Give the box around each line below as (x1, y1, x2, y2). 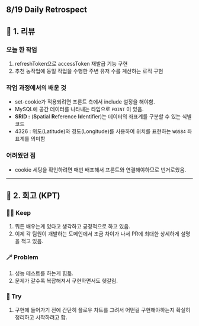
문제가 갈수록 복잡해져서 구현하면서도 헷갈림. (14, 277, 118, 284)
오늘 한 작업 (6, 46, 37, 54)
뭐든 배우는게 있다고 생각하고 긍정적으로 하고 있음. (14, 223, 130, 230)
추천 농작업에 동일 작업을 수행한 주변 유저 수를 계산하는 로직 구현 (14, 67, 163, 75)
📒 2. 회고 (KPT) (6, 191, 60, 201)
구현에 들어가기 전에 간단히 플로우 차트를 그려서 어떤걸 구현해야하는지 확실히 (14, 306, 191, 313)
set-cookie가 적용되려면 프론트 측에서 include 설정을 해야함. (14, 98, 155, 105)
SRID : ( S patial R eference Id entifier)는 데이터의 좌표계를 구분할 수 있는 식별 (14, 113, 192, 120)
